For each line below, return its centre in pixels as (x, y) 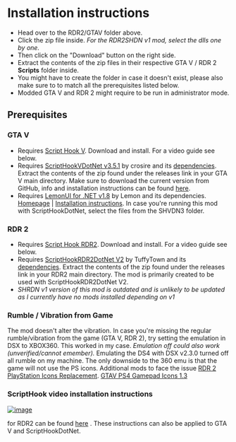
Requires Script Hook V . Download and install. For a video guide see (116, 151)
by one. (29, 47)
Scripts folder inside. (48, 70)
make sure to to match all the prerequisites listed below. (98, 85)
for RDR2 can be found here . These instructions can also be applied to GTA (117, 423)
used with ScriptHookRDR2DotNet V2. (73, 281)
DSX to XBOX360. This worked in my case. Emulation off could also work (114, 346)
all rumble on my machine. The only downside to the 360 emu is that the (112, 361)
